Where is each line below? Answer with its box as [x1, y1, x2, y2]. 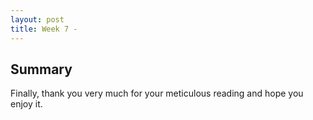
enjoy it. [10, 98, 43, 110]
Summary [10, 61, 73, 78]
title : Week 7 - [10, 24, 78, 34]
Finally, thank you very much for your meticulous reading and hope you [10, 87, 304, 100]
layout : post [10, 14, 65, 25]
